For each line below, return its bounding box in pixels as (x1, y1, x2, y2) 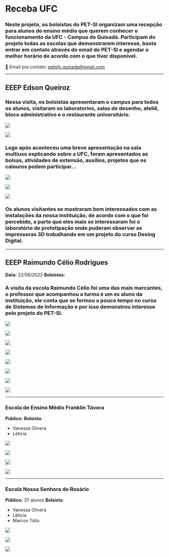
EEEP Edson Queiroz (5, 83, 70, 92)
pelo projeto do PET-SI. (5, 310, 63, 317)
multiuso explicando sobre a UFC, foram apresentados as (5, 151, 148, 158)
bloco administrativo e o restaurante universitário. (5, 111, 131, 118)
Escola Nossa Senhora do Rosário (5, 486, 90, 493)
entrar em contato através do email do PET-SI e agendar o (5, 46, 149, 53)
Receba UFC (5, 3, 58, 15)
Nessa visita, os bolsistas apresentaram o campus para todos (5, 98, 159, 105)
